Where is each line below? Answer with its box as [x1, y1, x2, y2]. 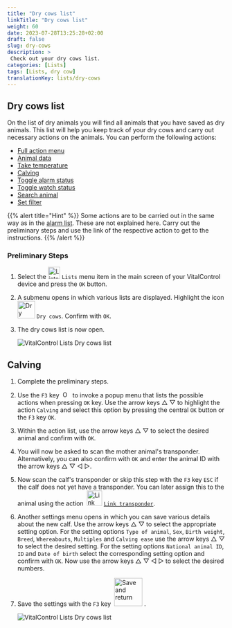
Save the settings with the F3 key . [17, 600, 147, 608]
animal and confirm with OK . [17, 434, 96, 442]
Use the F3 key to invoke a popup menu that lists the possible [17, 391, 204, 400]
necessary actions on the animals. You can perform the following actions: [7, 133, 217, 142]
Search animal [17, 191, 59, 199]
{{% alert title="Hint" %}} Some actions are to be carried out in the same [7, 212, 215, 220]
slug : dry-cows [7, 42, 51, 49]
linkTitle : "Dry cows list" [7, 17, 89, 24]
